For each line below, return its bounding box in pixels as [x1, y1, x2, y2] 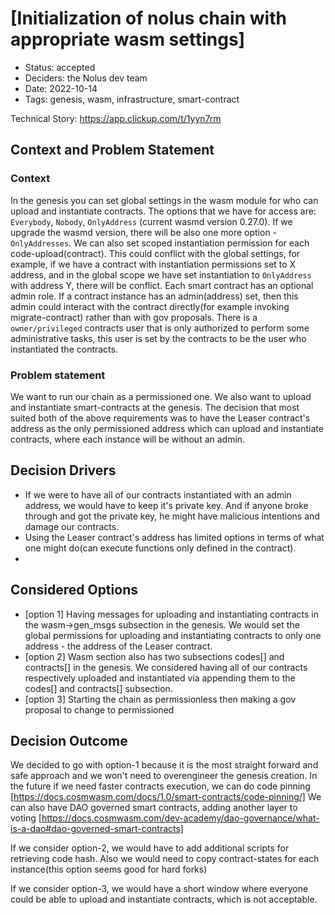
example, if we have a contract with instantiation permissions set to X [10, 258, 297, 270]
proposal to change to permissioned [24, 703, 175, 716]
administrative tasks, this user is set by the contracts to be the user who [10, 332, 307, 344]
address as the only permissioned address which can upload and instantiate [10, 422, 324, 434]
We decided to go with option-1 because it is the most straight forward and [10, 759, 319, 771]
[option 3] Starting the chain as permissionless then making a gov [24, 693, 297, 705]
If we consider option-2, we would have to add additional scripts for [10, 842, 290, 854]
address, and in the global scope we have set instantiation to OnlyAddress [10, 268, 312, 281]
